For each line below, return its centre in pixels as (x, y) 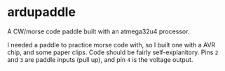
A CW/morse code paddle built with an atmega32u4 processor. (98, 31)
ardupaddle (41, 12)
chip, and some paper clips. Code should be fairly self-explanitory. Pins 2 (113, 52)
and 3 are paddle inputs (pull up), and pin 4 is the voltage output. (100, 59)
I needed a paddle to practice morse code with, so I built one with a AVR (111, 45)
